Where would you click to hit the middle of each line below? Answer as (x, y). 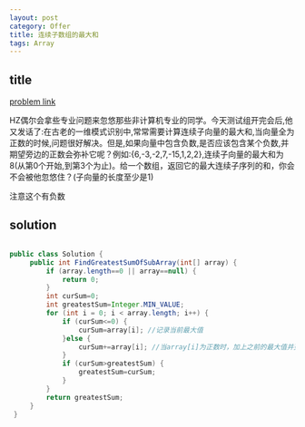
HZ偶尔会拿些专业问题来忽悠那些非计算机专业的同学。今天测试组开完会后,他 (151, 121)
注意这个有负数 (37, 197)
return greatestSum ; (85, 397)
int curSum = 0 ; (73, 296)
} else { (77, 338)
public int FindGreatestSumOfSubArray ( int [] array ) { (133, 262)
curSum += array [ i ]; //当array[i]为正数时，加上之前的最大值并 (186, 347)
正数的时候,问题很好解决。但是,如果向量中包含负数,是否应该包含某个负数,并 (149, 143)
